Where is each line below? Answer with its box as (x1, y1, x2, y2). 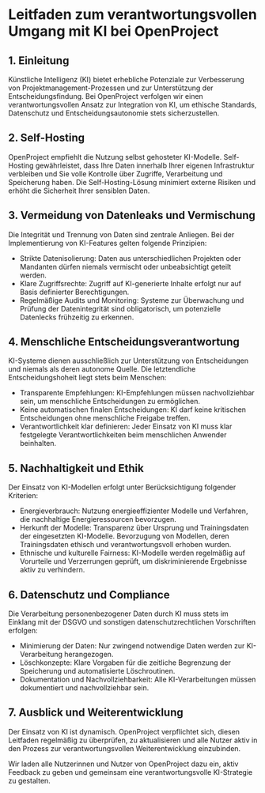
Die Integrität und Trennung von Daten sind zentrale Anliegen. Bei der (8, 229, 235, 239)
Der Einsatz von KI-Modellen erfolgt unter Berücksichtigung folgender (8, 482, 237, 492)
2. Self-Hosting (8, 131, 85, 145)
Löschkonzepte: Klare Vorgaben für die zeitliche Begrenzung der (19, 658, 231, 667)
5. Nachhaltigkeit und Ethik (8, 461, 144, 475)
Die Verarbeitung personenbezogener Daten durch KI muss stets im (8, 609, 229, 618)
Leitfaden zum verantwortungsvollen (8, 6, 257, 24)
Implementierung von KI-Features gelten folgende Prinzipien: (8, 238, 207, 247)
